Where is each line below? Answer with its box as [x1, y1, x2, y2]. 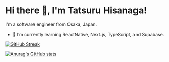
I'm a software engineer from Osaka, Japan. [5, 21, 97, 27]
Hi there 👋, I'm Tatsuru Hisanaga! [5, 5, 147, 16]
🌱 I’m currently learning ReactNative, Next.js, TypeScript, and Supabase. [12, 31, 164, 37]
